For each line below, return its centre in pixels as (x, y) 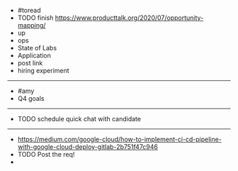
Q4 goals (31, 98)
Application (34, 55)
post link (30, 63)
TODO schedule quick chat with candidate (79, 119)
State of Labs (37, 48)
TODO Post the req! (46, 154)
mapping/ (32, 25)
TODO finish (35, 18)
